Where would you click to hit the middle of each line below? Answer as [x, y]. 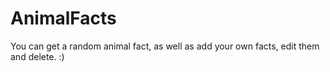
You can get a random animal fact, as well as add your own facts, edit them [165, 46]
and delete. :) [37, 56]
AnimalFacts [63, 18]
